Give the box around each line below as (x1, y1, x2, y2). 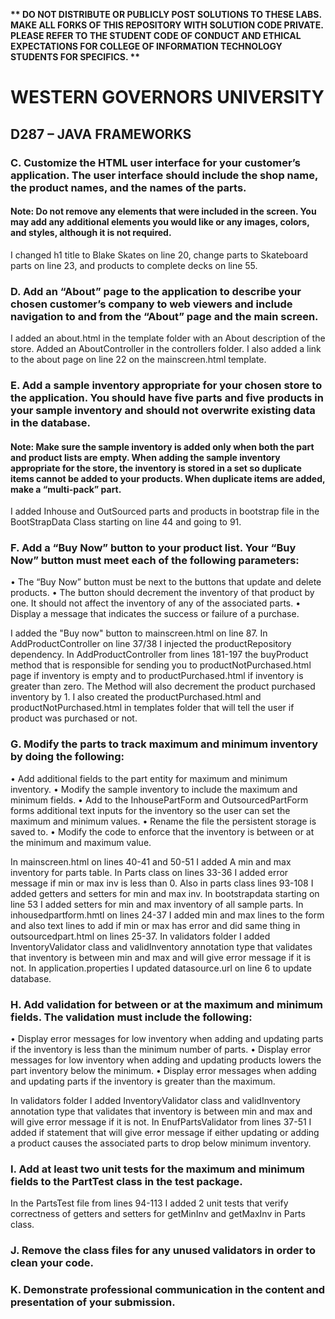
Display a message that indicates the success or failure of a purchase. (10, 608, 300, 620)
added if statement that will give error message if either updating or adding (10, 1127, 320, 1139)
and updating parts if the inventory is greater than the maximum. (10, 1075, 276, 1088)
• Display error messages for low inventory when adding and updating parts (10, 1033, 324, 1045)
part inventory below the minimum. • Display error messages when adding (10, 1065, 317, 1077)
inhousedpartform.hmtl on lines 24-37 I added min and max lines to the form (10, 909, 325, 921)
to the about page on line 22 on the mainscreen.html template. (10, 354, 267, 365)
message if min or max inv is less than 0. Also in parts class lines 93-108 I (10, 877, 314, 889)
